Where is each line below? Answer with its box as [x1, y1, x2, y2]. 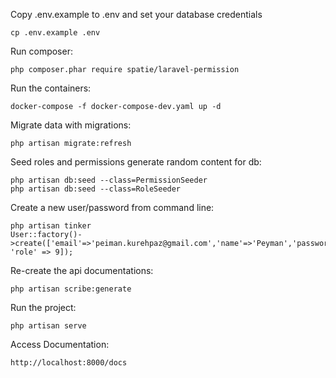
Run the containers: [10, 82, 92, 94]
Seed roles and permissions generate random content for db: [10, 156, 262, 168]
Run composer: [10, 45, 73, 57]
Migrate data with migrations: [10, 119, 132, 131]
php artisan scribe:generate [10, 284, 132, 294]
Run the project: [10, 302, 77, 313]
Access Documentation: [10, 339, 110, 350]
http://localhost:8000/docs [10, 358, 128, 368]
